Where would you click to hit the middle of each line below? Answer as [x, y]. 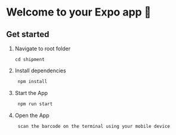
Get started [28, 34]
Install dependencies [41, 70]
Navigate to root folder [42, 48]
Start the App [31, 93]
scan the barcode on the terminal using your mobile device [94, 126]
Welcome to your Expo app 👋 [79, 12]
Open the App [32, 115]
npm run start [35, 104]
